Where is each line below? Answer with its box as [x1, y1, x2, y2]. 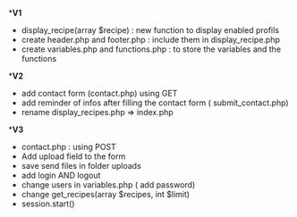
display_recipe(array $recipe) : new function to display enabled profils [21, 25, 279, 35]
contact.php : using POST [21, 142, 117, 152]
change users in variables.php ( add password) [21, 179, 196, 190]
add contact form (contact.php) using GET [21, 88, 178, 98]
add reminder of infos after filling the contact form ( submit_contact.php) [21, 97, 289, 108]
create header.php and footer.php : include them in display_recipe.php [21, 35, 281, 45]
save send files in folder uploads [21, 161, 142, 171]
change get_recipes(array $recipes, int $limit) [21, 189, 190, 199]
